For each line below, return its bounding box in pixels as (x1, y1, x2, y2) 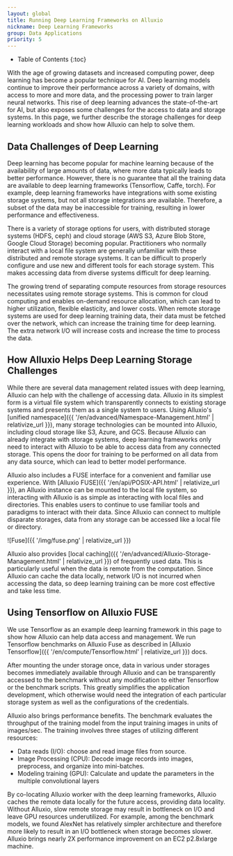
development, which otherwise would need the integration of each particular (7, 690, 227, 699)
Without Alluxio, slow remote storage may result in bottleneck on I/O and (7, 805, 215, 813)
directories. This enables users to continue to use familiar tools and (7, 500, 200, 509)
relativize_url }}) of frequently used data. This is (65, 557, 203, 565)
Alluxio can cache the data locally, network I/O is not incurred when (7, 571, 201, 580)
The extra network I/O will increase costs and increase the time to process (7, 326, 220, 335)
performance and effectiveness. (7, 210, 99, 219)
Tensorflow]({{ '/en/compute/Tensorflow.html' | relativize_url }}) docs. (7, 647, 208, 656)
